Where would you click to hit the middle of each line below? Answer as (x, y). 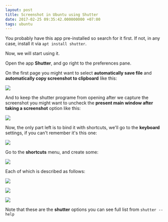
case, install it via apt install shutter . (46, 44)
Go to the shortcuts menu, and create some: (52, 152)
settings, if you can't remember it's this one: (51, 133)
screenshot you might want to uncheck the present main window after (79, 103)
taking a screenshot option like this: (43, 108)
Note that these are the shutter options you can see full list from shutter (81, 209)
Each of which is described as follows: (45, 172)
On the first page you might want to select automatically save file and (78, 73)
